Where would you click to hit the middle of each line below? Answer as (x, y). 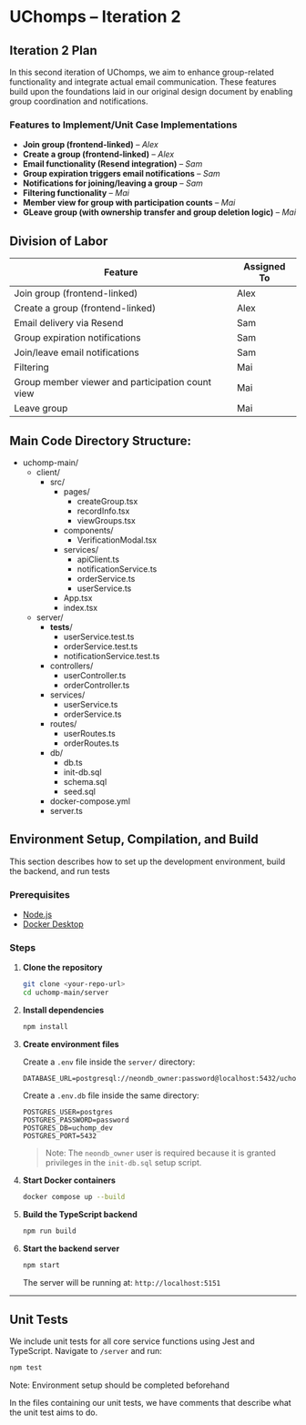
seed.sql (79, 791)
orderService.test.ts (101, 646)
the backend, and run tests (60, 870)
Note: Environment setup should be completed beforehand (119, 1385)
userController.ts (95, 675)
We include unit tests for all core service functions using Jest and (132, 1341)
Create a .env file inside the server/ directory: (109, 1062)
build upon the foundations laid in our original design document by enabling (151, 92)
